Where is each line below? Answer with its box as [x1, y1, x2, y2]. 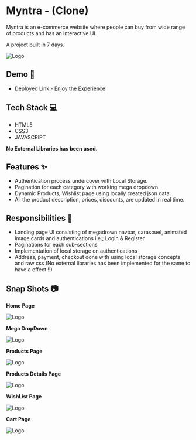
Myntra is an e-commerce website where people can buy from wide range [6, 23, 185, 30]
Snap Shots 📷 [6, 284, 59, 294]
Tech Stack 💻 [6, 103, 58, 112]
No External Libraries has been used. [6, 145, 98, 152]
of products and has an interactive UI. [6, 29, 97, 36]
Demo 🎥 [6, 69, 35, 80]
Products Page [6, 347, 43, 354]
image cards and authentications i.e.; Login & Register [14, 235, 145, 242]
